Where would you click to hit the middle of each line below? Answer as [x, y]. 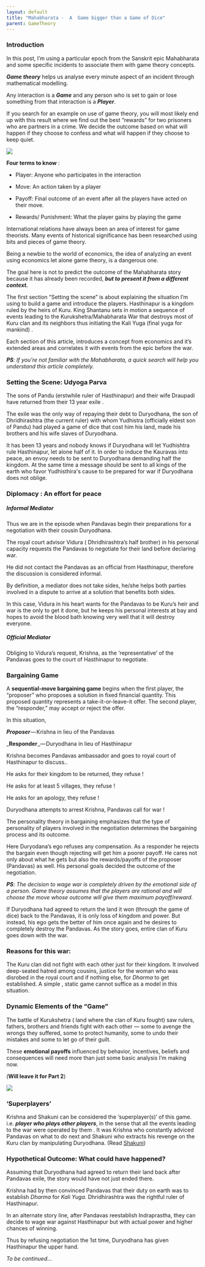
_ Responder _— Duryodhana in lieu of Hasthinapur [69, 744]
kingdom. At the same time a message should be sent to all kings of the [96, 465]
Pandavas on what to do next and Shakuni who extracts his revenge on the [101, 1136]
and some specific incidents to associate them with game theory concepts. [101, 64]
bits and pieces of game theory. [47, 242]
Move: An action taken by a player [58, 186]
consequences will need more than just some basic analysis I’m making [96, 1057]
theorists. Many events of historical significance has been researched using [102, 235]
